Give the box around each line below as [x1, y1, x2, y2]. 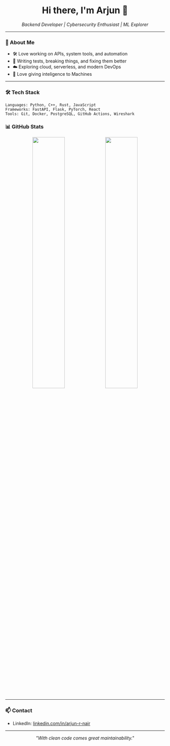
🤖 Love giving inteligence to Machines [12, 71, 92, 77]
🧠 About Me [5, 39, 35, 46]
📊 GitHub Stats [5, 123, 44, 130]
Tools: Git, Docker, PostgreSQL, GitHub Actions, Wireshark [5, 111, 135, 116]
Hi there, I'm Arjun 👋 [42, 5, 128, 16]
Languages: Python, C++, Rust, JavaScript [5, 102, 96, 107]
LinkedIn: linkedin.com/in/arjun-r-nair [12, 721, 91, 727]
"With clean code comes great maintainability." [35, 735, 135, 741]
